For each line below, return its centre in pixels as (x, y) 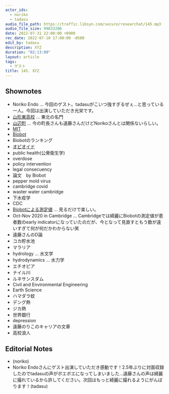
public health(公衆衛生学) (39, 153)
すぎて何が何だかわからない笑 (48, 228)
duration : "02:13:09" (28, 52)
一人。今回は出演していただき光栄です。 (54, 110)
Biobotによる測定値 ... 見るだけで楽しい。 (55, 209)
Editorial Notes (29, 349)
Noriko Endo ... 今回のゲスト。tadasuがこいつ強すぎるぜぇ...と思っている (88, 104)
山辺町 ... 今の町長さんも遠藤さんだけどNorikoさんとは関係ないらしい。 (87, 123)
